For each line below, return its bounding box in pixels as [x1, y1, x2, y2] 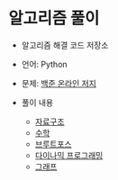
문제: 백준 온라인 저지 [21, 77, 96, 88]
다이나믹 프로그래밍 [34, 149, 104, 160]
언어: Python [21, 58, 68, 69]
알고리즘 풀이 [8, 8, 100, 29]
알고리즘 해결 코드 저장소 [21, 40, 109, 50]
